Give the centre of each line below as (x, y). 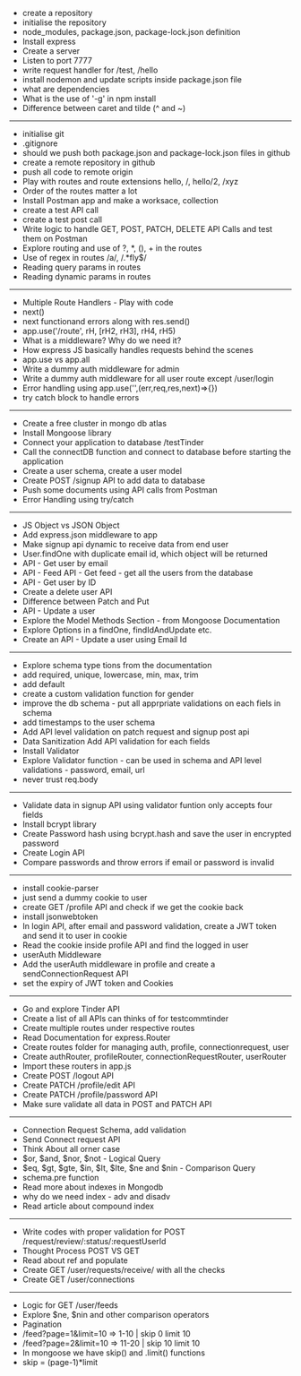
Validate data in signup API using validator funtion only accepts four (147, 805)
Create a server (51, 51)
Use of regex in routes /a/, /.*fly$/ (85, 258)
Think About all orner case (71, 1149)
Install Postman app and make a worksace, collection (120, 200)
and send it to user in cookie (75, 936)
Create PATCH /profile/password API (90, 1095)
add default (43, 684)
